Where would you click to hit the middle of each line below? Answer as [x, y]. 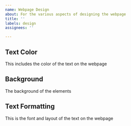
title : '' [15, 19]
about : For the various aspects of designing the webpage [65, 14]
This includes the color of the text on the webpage [56, 64]
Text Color [21, 52]
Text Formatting [30, 107]
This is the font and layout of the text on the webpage [59, 118]
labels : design [21, 23]
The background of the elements [38, 91]
